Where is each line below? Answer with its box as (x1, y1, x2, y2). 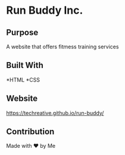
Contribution (6, 126, 55, 137)
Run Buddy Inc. (6, 4, 83, 17)
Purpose (6, 27, 39, 38)
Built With (6, 60, 43, 70)
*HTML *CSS (6, 76, 40, 83)
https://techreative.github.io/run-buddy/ (6, 109, 104, 116)
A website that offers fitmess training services (6, 43, 119, 50)
